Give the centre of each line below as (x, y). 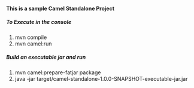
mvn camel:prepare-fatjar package (58, 72)
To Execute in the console (39, 22)
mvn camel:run (33, 43)
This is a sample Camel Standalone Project (60, 8)
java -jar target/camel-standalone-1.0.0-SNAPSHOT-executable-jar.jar (101, 78)
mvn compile (31, 37)
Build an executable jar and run (46, 57)
